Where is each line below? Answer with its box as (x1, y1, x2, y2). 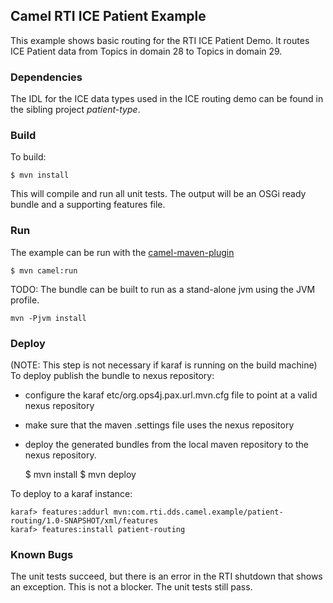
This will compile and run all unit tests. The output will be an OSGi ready (10, 188, 307, 200)
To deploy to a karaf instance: (10, 488, 133, 499)
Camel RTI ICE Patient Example (10, 8, 207, 25)
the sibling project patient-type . (10, 104, 141, 116)
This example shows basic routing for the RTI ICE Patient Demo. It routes (10, 34, 310, 46)
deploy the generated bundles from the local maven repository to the (24, 439, 310, 450)
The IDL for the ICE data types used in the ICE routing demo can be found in (10, 93, 324, 105)
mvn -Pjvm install (10, 313, 87, 323)
